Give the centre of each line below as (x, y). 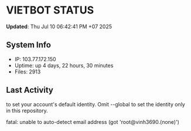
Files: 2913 (28, 72)
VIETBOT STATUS (50, 10)
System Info (29, 45)
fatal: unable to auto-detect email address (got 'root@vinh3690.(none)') (93, 122)
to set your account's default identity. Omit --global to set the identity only (96, 104)
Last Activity (30, 90)
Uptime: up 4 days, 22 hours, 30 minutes (64, 65)
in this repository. (27, 110)
